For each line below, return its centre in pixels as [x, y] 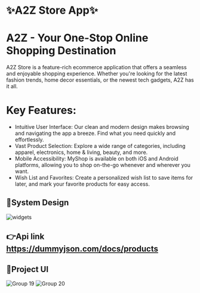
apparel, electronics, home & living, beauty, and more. [81, 152]
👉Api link [25, 237]
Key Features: [41, 110]
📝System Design [38, 203]
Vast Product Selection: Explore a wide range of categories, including [100, 146]
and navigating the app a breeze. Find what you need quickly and [95, 133]
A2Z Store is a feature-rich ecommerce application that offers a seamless [96, 67]
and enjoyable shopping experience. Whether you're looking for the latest [97, 74]
